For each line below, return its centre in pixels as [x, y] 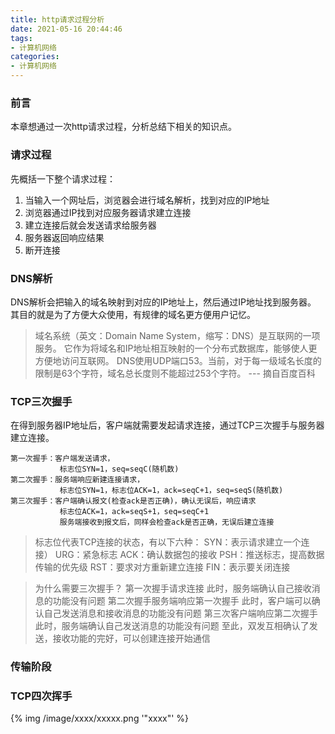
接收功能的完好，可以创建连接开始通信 [131, 638]
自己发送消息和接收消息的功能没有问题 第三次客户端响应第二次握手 [180, 613]
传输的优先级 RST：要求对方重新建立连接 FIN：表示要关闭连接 [162, 567]
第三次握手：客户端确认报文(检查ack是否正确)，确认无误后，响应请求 [133, 501]
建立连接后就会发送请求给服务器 [90, 225]
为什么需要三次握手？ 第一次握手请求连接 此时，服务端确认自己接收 [173, 588]
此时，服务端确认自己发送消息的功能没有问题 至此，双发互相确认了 [172, 626]
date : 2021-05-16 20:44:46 [66, 29]
